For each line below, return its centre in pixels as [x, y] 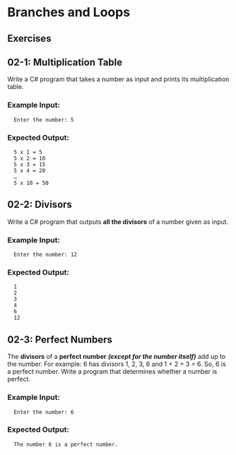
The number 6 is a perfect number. [66, 444]
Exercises [29, 39]
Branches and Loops [69, 12]
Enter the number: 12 [46, 255]
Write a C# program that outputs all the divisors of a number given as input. [118, 221]
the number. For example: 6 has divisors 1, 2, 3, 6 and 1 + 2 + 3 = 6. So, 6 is [117, 364]
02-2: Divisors [40, 205]
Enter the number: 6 [44, 412]
